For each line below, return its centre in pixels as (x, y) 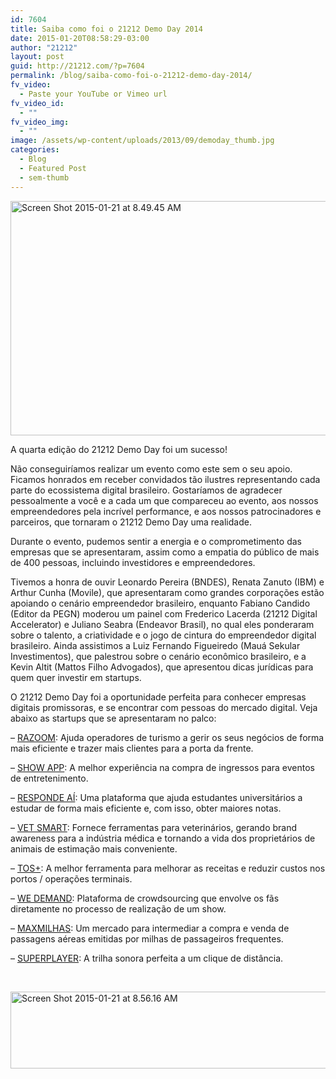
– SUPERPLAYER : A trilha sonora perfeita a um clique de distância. (147, 958)
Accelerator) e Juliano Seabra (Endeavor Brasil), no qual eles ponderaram (162, 624)
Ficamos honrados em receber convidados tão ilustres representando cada (165, 479)
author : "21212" (44, 47)
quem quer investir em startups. (76, 677)
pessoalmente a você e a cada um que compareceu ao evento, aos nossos (164, 500)
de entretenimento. (49, 778)
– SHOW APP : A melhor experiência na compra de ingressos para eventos (162, 767)
